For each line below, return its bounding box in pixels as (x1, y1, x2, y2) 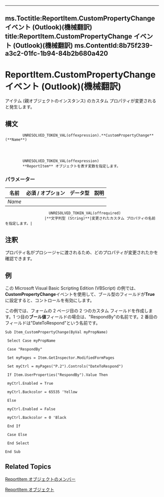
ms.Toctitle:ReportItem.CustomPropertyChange (5, 14, 155, 22)
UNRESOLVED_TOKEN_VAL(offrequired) (48, 211, 121, 216)
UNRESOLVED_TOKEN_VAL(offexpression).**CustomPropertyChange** (22, 133, 154, 138)
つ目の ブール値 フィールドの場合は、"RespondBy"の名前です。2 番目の (16, 314, 158, 320)
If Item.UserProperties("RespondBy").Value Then (7, 373, 108, 377)
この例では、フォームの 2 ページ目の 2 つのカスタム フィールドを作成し (5, 308, 149, 314)
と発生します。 (5, 104, 35, 110)
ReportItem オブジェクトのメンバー (5, 476, 76, 482)
